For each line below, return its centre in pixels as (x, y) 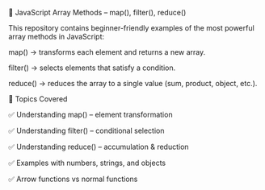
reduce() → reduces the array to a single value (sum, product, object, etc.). (133, 83)
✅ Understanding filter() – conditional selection (86, 130)
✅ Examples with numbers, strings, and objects (87, 163)
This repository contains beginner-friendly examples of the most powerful (131, 28)
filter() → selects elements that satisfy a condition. (92, 68)
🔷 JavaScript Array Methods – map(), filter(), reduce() (97, 12)
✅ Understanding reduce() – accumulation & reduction (99, 147)
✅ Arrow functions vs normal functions (73, 179)
